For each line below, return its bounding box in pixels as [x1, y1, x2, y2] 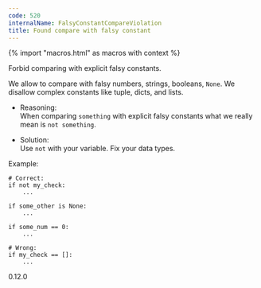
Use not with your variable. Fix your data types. [19, 144, 176, 154]
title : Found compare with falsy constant [8, 26, 151, 34]
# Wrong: [8, 244, 37, 252]
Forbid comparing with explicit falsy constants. [8, 64, 162, 73]
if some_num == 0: [8, 224, 69, 232]
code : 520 [8, 11, 41, 20]
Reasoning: [19, 103, 57, 112]
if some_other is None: [8, 202, 88, 211]
